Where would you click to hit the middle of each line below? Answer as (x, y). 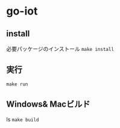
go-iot (22, 11)
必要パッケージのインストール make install (60, 49)
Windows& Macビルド (48, 104)
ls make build (23, 119)
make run (17, 84)
